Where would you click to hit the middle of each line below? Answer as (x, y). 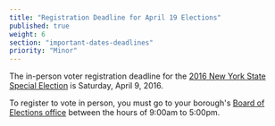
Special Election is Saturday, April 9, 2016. (86, 86)
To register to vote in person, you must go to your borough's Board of (137, 103)
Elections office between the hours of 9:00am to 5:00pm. (115, 113)
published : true (39, 26)
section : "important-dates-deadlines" (81, 42)
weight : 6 (28, 34)
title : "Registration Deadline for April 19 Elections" (115, 17)
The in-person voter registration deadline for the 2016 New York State (137, 76)
